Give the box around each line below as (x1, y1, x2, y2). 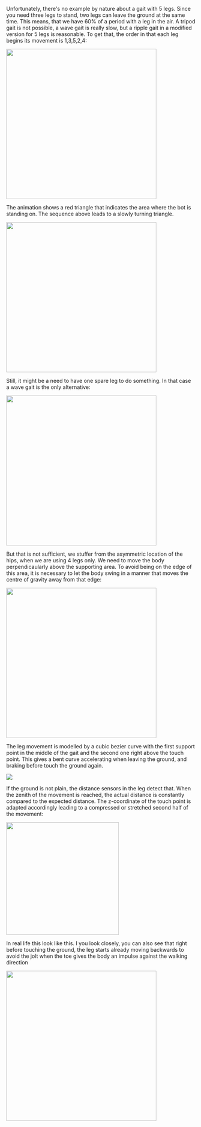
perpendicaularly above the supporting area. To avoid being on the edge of (6, 563, 192, 570)
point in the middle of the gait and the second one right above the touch (6, 750, 184, 756)
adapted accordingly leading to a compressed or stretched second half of (6, 804, 189, 811)
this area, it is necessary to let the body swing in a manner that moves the (6, 570, 189, 577)
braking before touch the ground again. (6, 762, 103, 769)
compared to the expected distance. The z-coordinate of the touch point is (6, 798, 191, 805)
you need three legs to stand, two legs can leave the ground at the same (6, 11, 185, 19)
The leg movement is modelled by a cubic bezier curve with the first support (6, 743, 195, 750)
